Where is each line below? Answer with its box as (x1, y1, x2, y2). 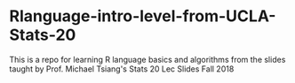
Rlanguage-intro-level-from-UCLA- (9, 6, 276, 26)
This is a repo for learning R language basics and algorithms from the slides (9, 54, 286, 64)
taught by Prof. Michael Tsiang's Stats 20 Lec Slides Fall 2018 (9, 64, 235, 74)
